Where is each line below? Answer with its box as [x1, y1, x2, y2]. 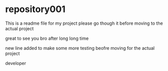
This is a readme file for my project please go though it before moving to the [5, 20, 163, 26]
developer [5, 60, 27, 66]
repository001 [5, 4, 66, 15]
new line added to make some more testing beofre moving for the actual [5, 45, 155, 51]
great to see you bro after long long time [5, 35, 89, 41]
